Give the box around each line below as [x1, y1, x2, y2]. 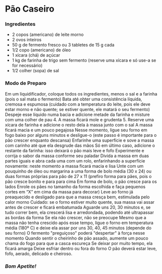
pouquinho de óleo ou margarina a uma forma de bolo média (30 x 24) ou [5, 168, 151, 174]
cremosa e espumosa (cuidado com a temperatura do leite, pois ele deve [5, 101, 151, 107]
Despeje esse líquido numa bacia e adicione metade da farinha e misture [5, 112, 150, 117]
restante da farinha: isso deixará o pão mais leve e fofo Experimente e [5, 147, 144, 153]
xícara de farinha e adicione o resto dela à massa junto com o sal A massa [5, 122, 153, 128]
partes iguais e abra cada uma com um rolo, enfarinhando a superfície [5, 158, 145, 163]
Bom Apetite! [5, 263, 37, 270]
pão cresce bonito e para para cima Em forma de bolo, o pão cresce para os [5, 178, 157, 184]
